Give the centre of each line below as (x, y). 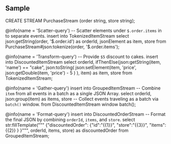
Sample (18, 8)
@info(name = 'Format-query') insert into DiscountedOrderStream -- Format (86, 114)
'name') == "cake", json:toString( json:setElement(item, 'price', (71, 67)
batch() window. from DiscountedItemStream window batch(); (71, 104)
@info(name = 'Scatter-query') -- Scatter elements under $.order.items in (83, 31)
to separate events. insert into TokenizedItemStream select (67, 36)
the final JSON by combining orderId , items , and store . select (70, 120)
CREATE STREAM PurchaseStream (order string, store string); (70, 20)
